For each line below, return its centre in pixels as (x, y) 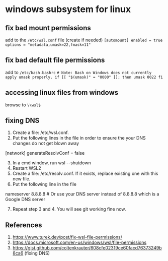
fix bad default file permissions (55, 60)
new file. (21, 179)
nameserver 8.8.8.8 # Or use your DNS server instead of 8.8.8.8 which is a (82, 194)
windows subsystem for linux (68, 9)
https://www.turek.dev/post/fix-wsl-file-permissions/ (67, 237)
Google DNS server (25, 200)
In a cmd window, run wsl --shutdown (52, 163)
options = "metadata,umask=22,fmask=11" (48, 45)
